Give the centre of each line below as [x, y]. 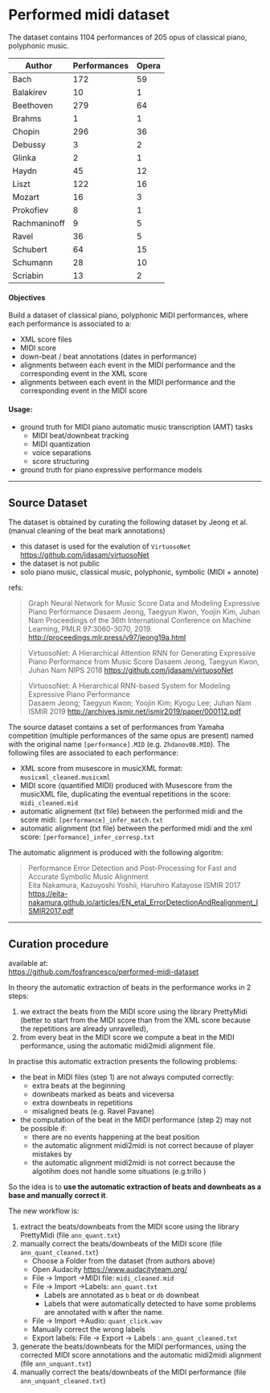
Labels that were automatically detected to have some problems [150, 1304]
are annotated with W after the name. [104, 1312]
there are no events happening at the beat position [115, 1137]
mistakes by [52, 1154]
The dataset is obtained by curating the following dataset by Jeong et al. [128, 522]
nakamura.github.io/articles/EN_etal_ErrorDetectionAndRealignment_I [143, 902]
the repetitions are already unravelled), [84, 1028]
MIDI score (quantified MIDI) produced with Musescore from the [126, 786]
